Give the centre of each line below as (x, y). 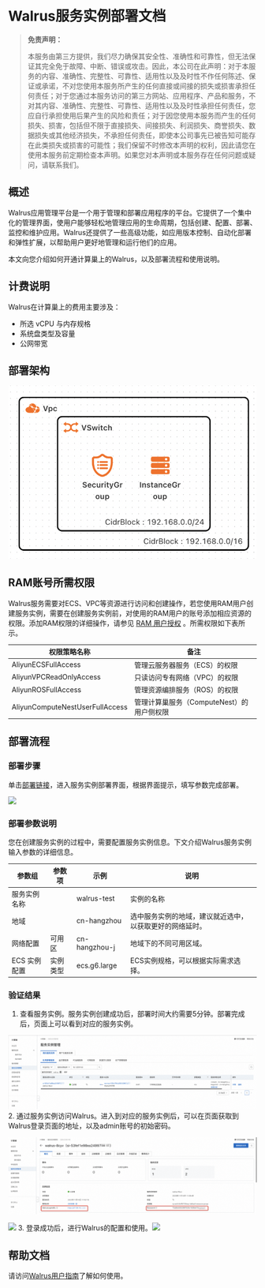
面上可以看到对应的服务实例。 (89, 1024)
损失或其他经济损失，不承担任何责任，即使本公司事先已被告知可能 (142, 135)
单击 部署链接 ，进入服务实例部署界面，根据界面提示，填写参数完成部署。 (125, 784)
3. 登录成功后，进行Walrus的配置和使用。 (85, 1228)
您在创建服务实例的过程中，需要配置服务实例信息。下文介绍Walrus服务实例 (130, 842)
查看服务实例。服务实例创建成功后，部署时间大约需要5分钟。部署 (125, 1014)
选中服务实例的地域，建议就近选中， (189, 915)
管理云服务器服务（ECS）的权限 (186, 665)
